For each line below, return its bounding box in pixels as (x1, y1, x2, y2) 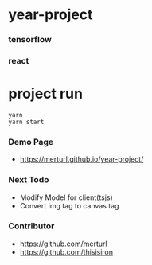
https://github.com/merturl (19, 239, 107, 248)
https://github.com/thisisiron (19, 247, 114, 256)
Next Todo (8, 174, 49, 185)
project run (8, 85, 84, 103)
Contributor (8, 220, 55, 232)
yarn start (8, 118, 45, 126)
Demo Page (8, 136, 54, 147)
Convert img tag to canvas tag (19, 201, 119, 210)
